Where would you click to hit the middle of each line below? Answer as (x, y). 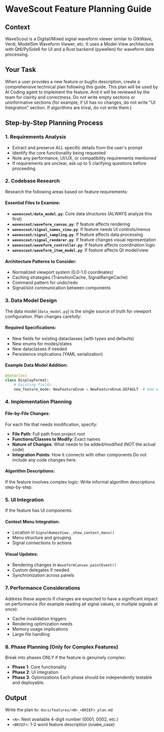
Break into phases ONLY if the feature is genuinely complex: (65, 658)
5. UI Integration (24, 500)
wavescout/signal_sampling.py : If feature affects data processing (77, 234)
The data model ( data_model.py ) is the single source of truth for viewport (78, 311)
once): (11, 609)
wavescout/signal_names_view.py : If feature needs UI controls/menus (81, 229)
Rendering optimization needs (42, 624)
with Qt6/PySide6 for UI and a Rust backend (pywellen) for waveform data (80, 49)
